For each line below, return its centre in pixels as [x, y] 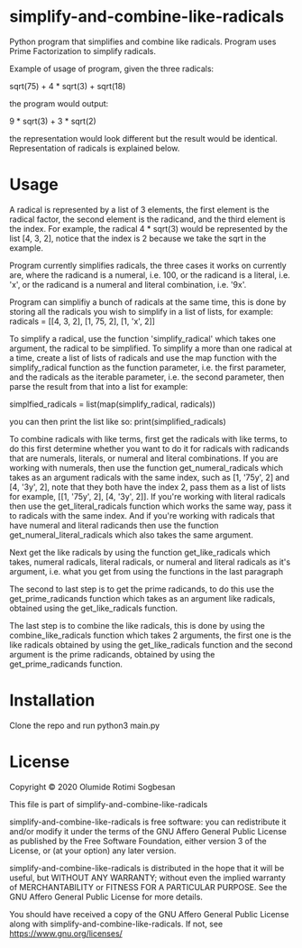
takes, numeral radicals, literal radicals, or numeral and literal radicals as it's [150, 562]
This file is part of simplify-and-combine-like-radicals [109, 804]
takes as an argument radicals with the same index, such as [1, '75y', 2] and [150, 477]
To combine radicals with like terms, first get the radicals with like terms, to [148, 438]
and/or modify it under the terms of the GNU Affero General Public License [148, 831]
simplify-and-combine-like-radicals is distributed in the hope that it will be [147, 868]
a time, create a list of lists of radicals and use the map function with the [143, 357]
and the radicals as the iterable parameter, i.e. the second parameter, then [147, 377]
